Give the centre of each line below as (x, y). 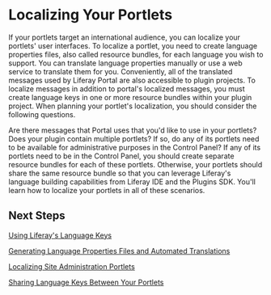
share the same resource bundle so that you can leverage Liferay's (120, 173)
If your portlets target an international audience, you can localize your (125, 37)
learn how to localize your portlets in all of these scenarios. (107, 190)
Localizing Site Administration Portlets (72, 266)
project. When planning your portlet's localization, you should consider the (133, 106)
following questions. (42, 114)
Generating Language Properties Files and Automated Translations (119, 251)
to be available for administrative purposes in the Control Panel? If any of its (135, 147)
